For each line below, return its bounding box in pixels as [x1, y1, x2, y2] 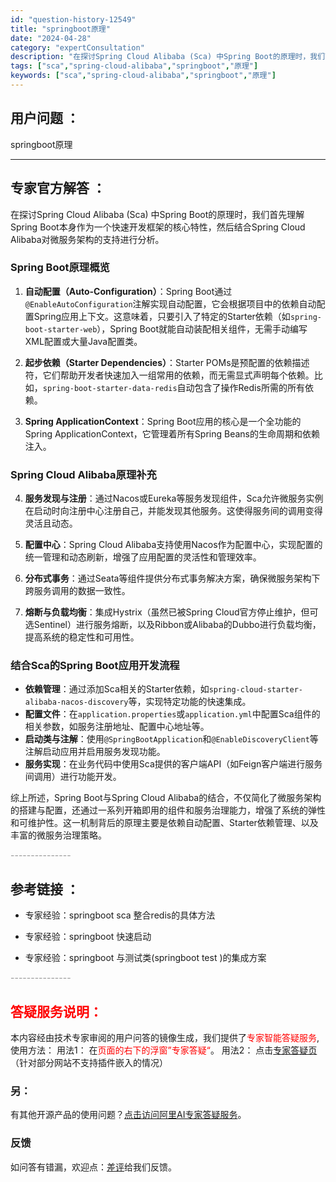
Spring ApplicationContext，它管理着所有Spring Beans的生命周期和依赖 [24, 427, 320, 440]
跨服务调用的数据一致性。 [24, 585, 131, 597]
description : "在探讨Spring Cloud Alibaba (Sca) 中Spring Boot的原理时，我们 [10, 52, 326, 62]
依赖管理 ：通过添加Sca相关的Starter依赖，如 [24, 683, 210, 695]
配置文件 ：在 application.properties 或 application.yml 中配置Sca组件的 [24, 708, 321, 720]
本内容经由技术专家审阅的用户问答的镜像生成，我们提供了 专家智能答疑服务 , [10, 1032, 320, 1044]
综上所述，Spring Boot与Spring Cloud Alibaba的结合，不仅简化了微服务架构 [10, 792, 322, 804]
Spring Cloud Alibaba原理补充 [10, 467, 157, 481]
